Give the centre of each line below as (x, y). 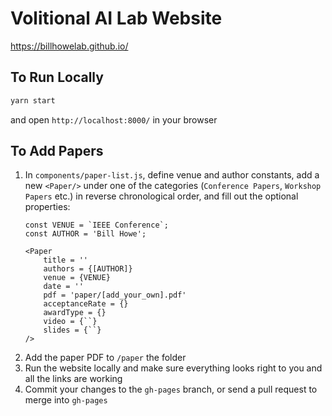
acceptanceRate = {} (86, 304)
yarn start (33, 100)
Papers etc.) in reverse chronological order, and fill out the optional (161, 196)
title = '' (66, 260)
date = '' (63, 287)
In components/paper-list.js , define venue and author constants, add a (172, 175)
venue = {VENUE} (77, 278)
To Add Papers (57, 151)
